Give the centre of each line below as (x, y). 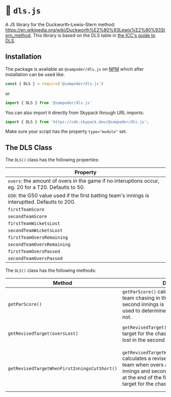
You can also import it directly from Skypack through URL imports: (75, 112)
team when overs (143, 365)
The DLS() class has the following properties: (52, 160)
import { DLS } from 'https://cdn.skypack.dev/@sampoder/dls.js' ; (77, 122)
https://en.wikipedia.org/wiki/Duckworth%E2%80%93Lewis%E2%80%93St (85, 30)
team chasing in (141, 298)
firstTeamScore (26, 210)
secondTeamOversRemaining (39, 245)
